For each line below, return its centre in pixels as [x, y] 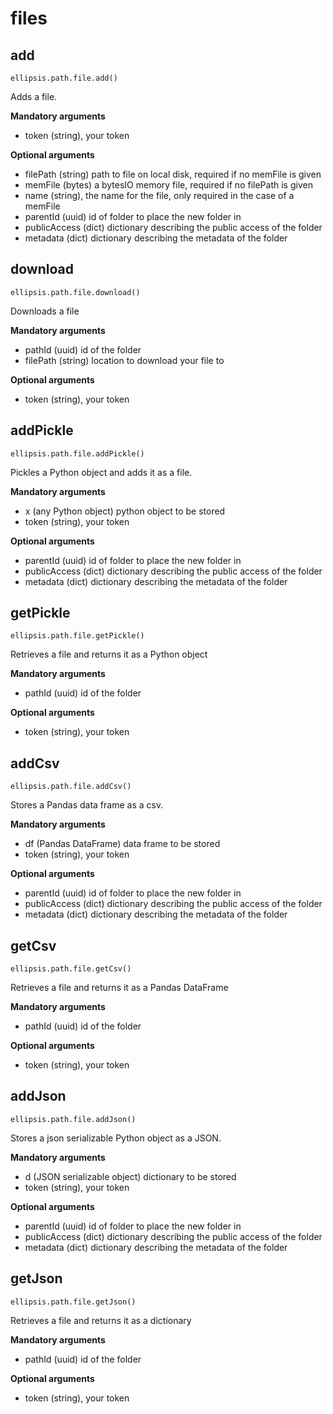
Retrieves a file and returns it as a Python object [109, 654]
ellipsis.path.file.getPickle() [77, 636]
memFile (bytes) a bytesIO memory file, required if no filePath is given [168, 185]
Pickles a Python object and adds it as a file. [101, 472]
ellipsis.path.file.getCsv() [71, 969]
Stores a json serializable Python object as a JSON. [116, 1138]
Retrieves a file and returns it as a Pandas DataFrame [119, 988]
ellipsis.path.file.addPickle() [77, 453]
